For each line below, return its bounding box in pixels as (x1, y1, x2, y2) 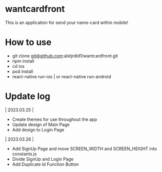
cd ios (12, 63, 25, 69)
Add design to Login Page (12, 127, 64, 132)
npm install (12, 58, 35, 64)
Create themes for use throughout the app (12, 116, 98, 122)
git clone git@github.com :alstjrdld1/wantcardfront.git (12, 53, 118, 59)
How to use (5, 37, 52, 48)
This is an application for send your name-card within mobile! (5, 20, 128, 25)
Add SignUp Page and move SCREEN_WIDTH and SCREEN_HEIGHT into (12, 146, 157, 151)
